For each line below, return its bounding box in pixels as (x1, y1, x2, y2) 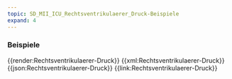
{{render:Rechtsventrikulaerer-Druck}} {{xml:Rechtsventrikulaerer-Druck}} (7, 56, 225, 64)
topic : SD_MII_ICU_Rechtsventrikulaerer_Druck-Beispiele (7, 10, 179, 18)
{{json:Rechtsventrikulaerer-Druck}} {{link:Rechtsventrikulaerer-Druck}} (7, 63, 218, 72)
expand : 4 (7, 17, 37, 24)
